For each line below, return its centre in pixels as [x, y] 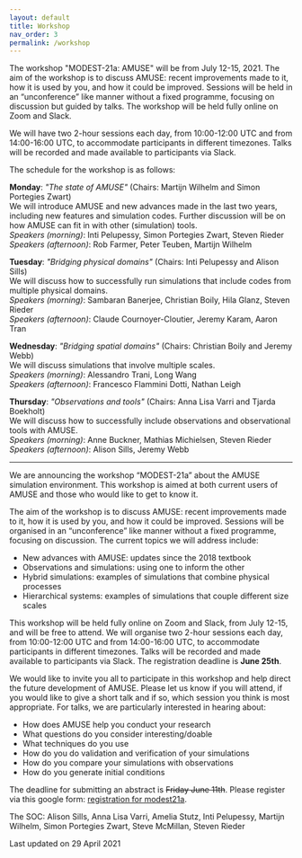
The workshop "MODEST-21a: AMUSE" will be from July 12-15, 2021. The [145, 68]
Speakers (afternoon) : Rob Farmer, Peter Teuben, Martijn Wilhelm [131, 244]
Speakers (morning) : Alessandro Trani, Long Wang [103, 375]
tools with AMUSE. [44, 430]
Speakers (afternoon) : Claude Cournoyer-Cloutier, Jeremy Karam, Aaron [143, 319]
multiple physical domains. [58, 291]
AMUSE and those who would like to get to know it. [104, 494]
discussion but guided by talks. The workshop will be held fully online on [144, 106]
